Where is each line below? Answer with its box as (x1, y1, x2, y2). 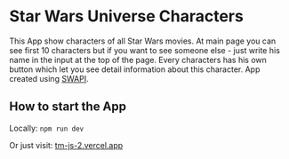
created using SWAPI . (9, 73, 89, 83)
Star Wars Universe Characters (9, 6, 245, 27)
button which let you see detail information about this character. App (9, 64, 261, 75)
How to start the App (9, 99, 127, 115)
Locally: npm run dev (9, 123, 84, 133)
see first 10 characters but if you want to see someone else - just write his (9, 44, 280, 55)
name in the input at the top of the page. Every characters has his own (9, 54, 267, 65)
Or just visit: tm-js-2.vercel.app (9, 139, 124, 150)
